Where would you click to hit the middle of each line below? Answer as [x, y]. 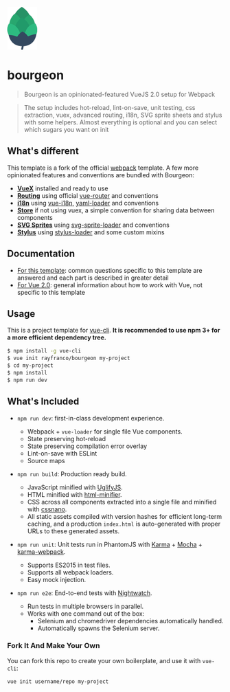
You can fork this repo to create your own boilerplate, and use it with [104, 660]
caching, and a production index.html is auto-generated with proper [124, 524]
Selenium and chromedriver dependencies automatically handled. [130, 621]
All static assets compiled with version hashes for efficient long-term [124, 516]
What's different [43, 151]
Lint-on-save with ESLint [62, 453]
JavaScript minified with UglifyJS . [75, 487]
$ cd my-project [30, 366]
